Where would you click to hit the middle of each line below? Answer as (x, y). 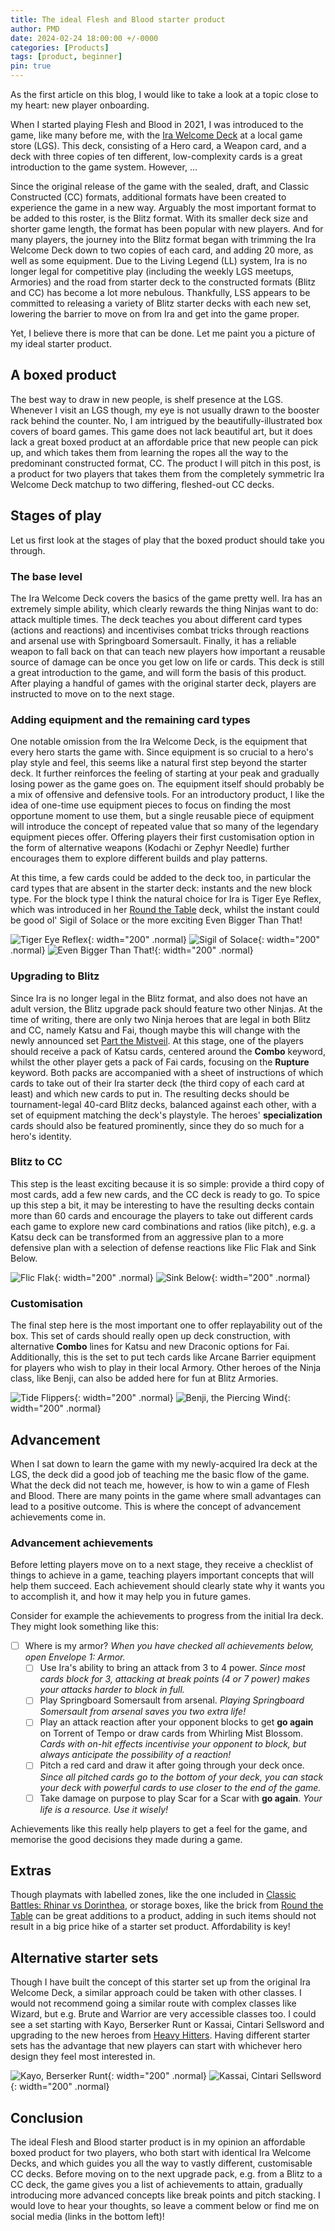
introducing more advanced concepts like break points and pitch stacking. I (165, 2195)
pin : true (31, 66)
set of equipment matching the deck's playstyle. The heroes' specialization (166, 1115)
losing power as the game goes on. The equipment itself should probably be (167, 784)
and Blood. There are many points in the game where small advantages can (166, 1495)
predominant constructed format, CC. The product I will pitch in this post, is (165, 463)
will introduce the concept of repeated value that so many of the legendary (164, 827)
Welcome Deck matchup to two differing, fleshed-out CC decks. (142, 484)
